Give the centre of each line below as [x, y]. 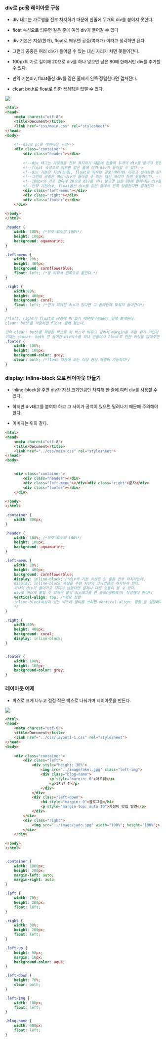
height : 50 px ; [28, 953]
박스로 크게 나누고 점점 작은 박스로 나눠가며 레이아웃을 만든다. [72, 700]
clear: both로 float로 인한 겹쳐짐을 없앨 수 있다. [58, 89]
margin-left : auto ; [34, 875]
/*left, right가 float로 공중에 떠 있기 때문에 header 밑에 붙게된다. [70, 319]
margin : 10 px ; [28, 957]
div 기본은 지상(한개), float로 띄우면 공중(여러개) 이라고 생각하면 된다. [79, 41]
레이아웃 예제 [20, 689]
